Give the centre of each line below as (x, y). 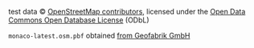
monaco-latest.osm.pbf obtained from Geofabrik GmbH (99, 36)
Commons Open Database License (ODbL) (79, 20)
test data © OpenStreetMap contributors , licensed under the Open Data (127, 12)
